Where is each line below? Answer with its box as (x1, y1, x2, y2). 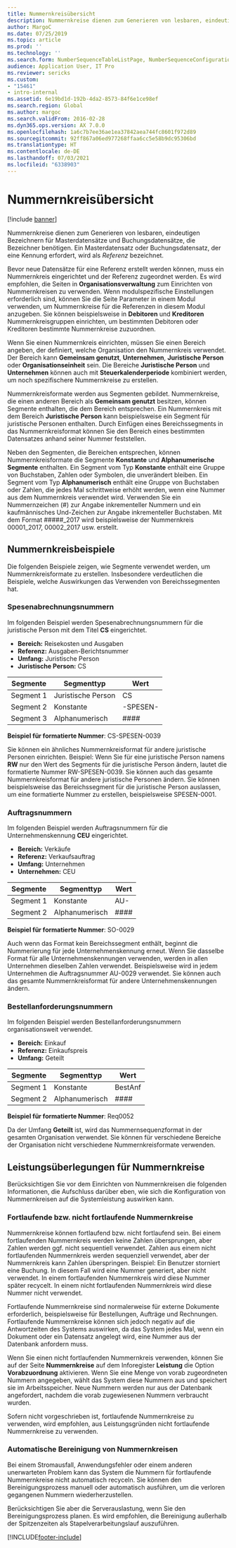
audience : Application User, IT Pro (7, 63, 114, 70)
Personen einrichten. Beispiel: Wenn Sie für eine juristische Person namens (7, 752, 225, 761)
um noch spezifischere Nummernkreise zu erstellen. (7, 375, 159, 384)
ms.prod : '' (7, 43, 42, 50)
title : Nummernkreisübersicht (7, 10, 96, 18)
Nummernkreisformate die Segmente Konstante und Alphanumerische (7, 456, 215, 464)
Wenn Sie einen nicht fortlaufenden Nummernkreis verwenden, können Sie (7, 1353, 223, 1362)
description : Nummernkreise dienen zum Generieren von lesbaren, (7, 17, 202, 24)
